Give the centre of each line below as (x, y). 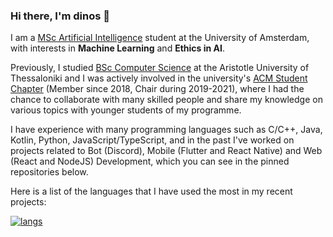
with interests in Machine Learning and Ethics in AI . (117, 48)
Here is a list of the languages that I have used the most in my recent (151, 191)
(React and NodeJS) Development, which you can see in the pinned (150, 161)
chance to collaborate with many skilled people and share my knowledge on (166, 100)
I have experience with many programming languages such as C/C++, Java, (166, 130)
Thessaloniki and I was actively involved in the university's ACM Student (159, 78)
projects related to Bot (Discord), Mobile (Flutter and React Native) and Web (166, 151)
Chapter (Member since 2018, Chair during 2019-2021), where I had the (157, 89)
